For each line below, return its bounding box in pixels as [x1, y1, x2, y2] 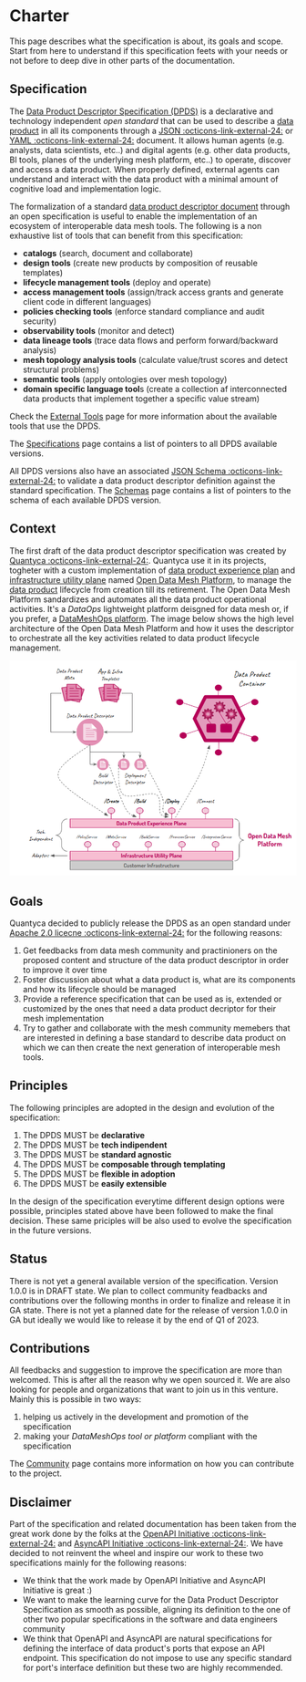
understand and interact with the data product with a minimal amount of [9, 173, 280, 184]
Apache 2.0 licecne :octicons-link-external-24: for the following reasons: [9, 927, 282, 938]
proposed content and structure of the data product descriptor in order [22, 954, 290, 965]
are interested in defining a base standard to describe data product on [22, 1032, 287, 1043]
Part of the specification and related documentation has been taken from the [9, 1519, 297, 1530]
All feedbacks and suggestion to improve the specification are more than [9, 1365, 282, 1376]
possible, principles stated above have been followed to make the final [9, 1205, 274, 1216]
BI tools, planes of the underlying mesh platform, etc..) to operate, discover [9, 154, 291, 165]
